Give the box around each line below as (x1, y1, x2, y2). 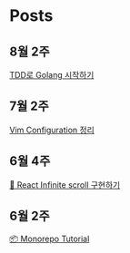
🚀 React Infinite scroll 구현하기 (9, 179, 121, 190)
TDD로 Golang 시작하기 (9, 70, 95, 80)
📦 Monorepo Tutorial (9, 233, 90, 245)
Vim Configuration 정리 (9, 124, 95, 135)
